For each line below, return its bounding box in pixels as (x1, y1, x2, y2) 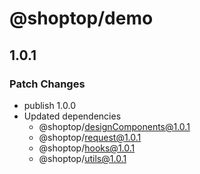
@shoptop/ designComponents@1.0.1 (38, 120, 191, 132)
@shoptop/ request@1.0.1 (38, 131, 142, 143)
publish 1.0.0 (23, 99, 76, 111)
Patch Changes (9, 77, 86, 91)
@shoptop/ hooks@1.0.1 (38, 142, 136, 154)
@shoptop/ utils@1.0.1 (38, 152, 127, 164)
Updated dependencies (23, 110, 122, 122)
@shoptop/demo (9, 7, 154, 30)
